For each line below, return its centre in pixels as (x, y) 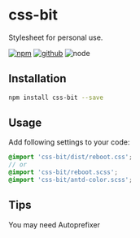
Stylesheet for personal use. (56, 37)
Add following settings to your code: (69, 142)
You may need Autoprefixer (54, 224)
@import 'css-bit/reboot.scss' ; (63, 172)
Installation (37, 79)
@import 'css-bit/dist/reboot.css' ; (70, 157)
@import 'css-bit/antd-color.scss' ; (70, 180)
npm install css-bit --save (56, 97)
